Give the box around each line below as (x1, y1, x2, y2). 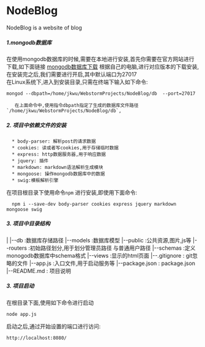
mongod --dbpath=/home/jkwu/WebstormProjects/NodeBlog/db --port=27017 (6, 90, 196, 97)
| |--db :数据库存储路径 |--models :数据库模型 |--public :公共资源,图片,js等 (6, 236, 192, 244)
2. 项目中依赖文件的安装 (6, 121, 67, 129)
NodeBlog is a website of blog (6, 24, 83, 31)
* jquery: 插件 (12, 157, 49, 164)
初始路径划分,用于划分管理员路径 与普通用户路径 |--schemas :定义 (29, 244, 196, 252)
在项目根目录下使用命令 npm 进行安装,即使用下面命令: (6, 188, 138, 196)
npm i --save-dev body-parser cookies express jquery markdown (12, 201, 176, 207)
